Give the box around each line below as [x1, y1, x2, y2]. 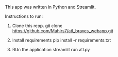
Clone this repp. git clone [12, 23, 63, 28]
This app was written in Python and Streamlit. [5, 4, 96, 10]
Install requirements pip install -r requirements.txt [12, 37, 111, 43]
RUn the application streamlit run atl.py [12, 47, 90, 52]
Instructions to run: [5, 14, 43, 19]
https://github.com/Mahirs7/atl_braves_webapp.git [12, 28, 113, 33]
